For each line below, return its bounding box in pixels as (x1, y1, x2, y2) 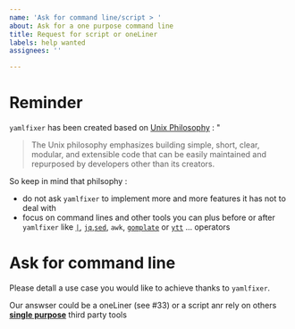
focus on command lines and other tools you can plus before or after (21, 212, 275, 224)
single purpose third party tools (9, 309, 128, 320)
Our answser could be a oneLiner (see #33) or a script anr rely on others (9, 300, 277, 310)
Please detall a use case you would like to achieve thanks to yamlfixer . (9, 283, 271, 293)
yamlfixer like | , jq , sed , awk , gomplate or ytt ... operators (21, 222, 231, 232)
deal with (21, 203, 56, 214)
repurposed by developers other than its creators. (30, 158, 215, 170)
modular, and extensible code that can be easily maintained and (30, 149, 266, 160)
